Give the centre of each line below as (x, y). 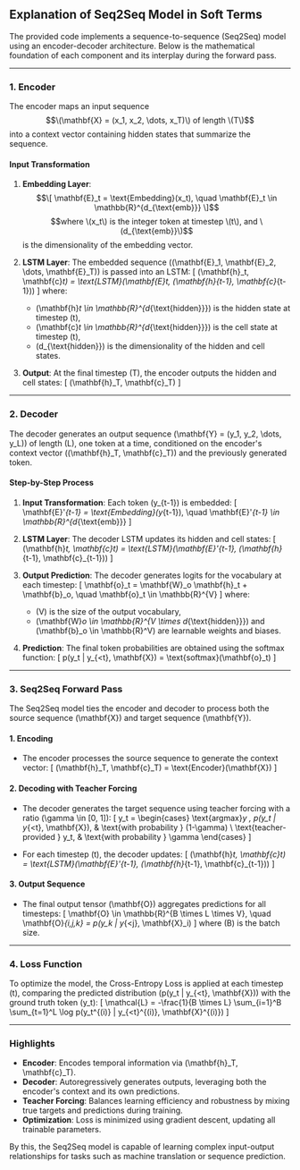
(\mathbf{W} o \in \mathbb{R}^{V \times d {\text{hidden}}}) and (150, 621)
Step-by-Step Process (51, 483)
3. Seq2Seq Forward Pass (66, 689)
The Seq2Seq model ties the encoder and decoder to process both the (139, 708)
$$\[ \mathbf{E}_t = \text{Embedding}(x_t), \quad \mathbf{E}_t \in (157, 198)
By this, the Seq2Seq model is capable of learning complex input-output (142, 1147)
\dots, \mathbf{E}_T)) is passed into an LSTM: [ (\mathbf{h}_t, (136, 272)
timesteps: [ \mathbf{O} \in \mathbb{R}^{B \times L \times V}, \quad (146, 913)
